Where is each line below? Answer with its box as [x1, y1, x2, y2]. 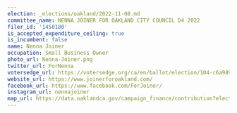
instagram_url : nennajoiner [7, 88, 90, 95]
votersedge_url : [7, 69, 55, 76]
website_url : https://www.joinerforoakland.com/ [7, 75, 153, 83]
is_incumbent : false [7, 36, 68, 44]
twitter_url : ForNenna [7, 62, 74, 69]
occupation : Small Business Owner [7, 50, 109, 57]
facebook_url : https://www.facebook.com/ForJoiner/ [7, 82, 162, 89]
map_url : [7, 95, 33, 102]
